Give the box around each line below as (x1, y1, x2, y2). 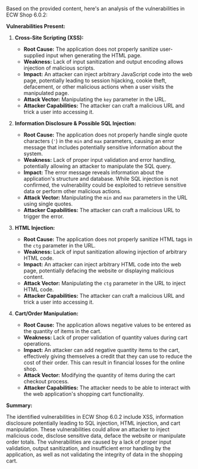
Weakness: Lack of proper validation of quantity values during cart (23, 334, 188, 341)
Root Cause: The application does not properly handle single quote (23, 131, 188, 138)
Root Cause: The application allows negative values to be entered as (23, 321, 191, 328)
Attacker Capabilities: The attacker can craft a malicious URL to (23, 207, 180, 213)
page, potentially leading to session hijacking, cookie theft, (23, 77, 167, 84)
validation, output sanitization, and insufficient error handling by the (6, 445, 171, 451)
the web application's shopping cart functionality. (23, 390, 144, 398)
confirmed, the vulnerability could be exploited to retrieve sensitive (23, 181, 187, 188)
